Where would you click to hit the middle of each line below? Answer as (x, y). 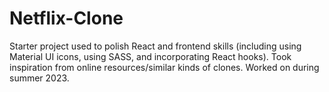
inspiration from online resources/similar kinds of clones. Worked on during (164, 67)
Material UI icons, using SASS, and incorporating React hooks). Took (150, 56)
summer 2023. (39, 78)
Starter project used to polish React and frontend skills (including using (155, 46)
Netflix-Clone (66, 18)
